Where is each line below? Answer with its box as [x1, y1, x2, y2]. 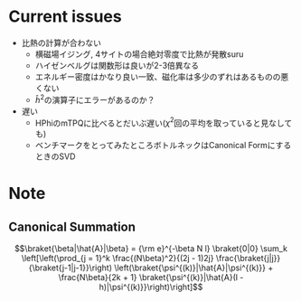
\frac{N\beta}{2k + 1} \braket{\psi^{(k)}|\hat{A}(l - [58, 272, 244, 283]
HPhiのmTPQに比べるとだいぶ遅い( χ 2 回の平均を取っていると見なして [34, 116, 293, 128]
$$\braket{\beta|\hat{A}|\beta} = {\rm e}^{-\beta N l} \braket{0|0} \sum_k [14, 243, 288, 254]
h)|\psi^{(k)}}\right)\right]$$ [99, 282, 203, 293]
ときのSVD [34, 151, 76, 162]
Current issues [8, 6, 123, 27]
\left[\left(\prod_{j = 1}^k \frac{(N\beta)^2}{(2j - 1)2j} [21, 253, 214, 264]
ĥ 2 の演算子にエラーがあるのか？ [34, 92, 155, 105]
